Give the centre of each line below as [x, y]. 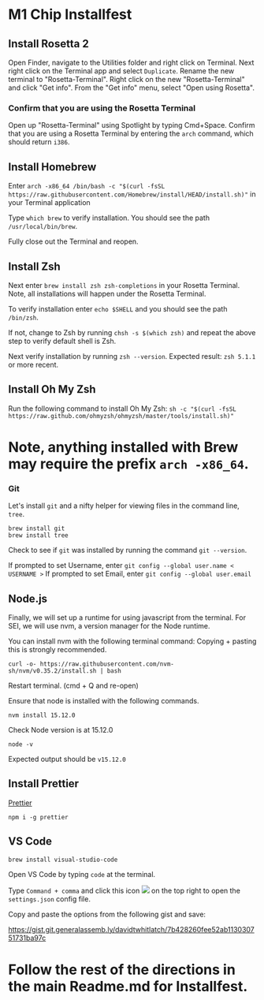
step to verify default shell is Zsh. [62, 341]
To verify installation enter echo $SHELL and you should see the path [118, 308]
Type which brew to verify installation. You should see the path [109, 218]
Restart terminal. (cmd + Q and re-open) [74, 686]
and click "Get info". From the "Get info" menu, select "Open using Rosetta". [131, 88]
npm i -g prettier [38, 817]
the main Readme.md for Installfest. [128, 986]
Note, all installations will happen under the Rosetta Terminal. [107, 293]
